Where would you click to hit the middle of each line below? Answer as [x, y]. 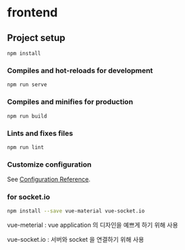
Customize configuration [49, 164]
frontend [32, 13]
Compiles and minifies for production [70, 102]
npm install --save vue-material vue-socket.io [76, 211]
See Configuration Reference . [49, 180]
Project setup [37, 38]
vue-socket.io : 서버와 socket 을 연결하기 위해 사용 [76, 240]
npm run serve [27, 85]
